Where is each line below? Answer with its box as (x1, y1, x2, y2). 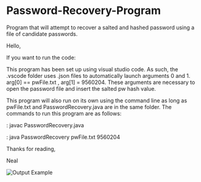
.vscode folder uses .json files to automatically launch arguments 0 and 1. (6, 72, 191, 79)
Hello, (6, 42, 21, 49)
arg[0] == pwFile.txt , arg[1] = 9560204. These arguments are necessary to (6, 79, 196, 86)
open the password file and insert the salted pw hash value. (6, 85, 157, 92)
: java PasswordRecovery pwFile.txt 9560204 (6, 133, 121, 141)
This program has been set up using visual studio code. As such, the (6, 65, 178, 73)
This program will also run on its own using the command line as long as (6, 97, 188, 104)
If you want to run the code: (6, 54, 76, 61)
